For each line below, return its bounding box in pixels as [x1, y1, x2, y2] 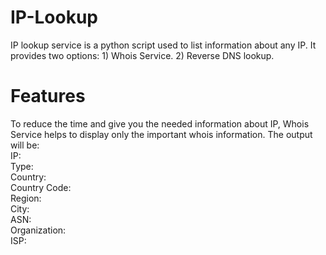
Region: [10, 192, 42, 204]
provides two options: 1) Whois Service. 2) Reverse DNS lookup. [10, 49, 275, 61]
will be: [10, 139, 40, 151]
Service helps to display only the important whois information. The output [10, 128, 313, 140]
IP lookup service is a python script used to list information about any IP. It [10, 39, 317, 51]
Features [10, 85, 86, 108]
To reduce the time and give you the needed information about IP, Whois [10, 117, 310, 130]
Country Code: [10, 181, 72, 193]
